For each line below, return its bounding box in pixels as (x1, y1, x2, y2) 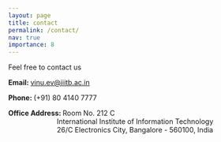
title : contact (8, 19, 58, 27)
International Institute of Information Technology (56, 117, 214, 126)
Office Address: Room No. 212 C (8, 108, 115, 118)
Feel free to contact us (8, 62, 81, 72)
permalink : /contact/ (8, 26, 80, 34)
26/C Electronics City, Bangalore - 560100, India (56, 125, 214, 135)
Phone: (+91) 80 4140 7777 (8, 93, 97, 103)
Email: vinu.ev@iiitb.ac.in (8, 78, 91, 88)
